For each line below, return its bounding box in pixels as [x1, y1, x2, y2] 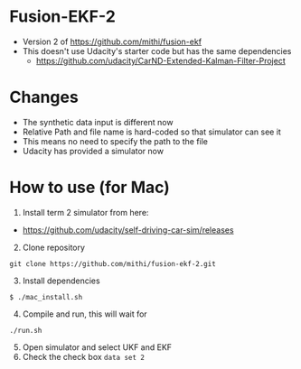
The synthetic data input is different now [22, 116, 174, 127]
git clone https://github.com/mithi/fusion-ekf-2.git [9, 259, 217, 268]
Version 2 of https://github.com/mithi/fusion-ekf [22, 36, 202, 47]
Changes [9, 88, 79, 107]
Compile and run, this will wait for [22, 309, 147, 319]
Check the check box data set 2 [22, 351, 145, 362]
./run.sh [9, 326, 42, 335]
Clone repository [22, 242, 86, 253]
